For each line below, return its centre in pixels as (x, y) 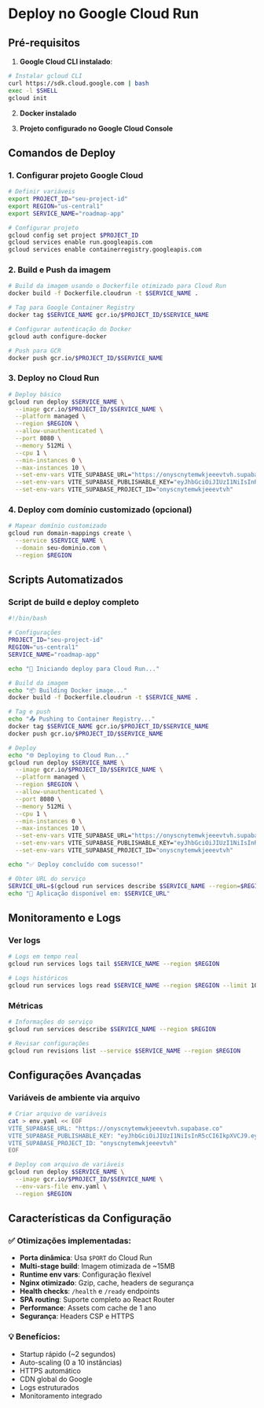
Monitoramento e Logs (65, 918)
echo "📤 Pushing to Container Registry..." (82, 719)
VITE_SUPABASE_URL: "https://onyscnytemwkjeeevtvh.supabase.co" (115, 1128)
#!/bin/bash (27, 618)
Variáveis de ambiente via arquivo (74, 1097)
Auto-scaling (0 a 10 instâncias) (71, 1362)
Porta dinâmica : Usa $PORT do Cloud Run (86, 1258)
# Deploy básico (35, 394)
